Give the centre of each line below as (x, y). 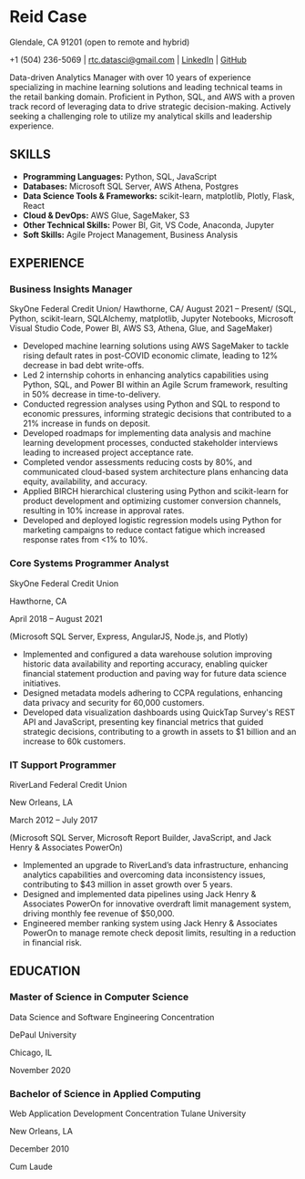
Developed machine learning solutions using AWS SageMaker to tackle (156, 346)
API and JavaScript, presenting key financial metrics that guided (143, 721)
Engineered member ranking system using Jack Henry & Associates (150, 924)
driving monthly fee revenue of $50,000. (98, 914)
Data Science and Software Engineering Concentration (112, 1017)
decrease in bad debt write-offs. (83, 366)
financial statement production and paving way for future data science (154, 673)
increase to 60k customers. (74, 741)
